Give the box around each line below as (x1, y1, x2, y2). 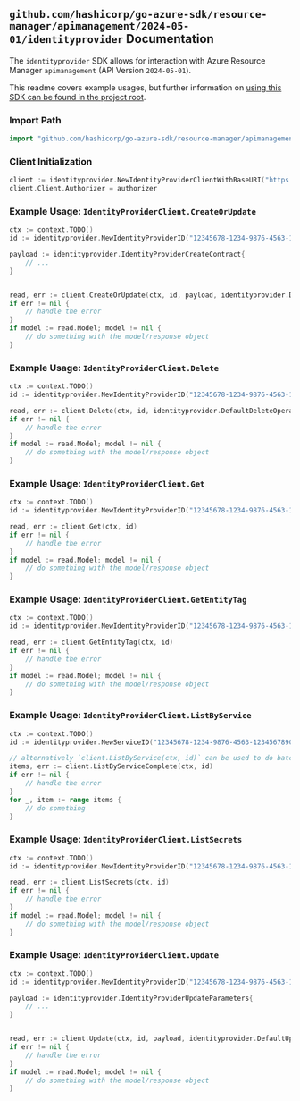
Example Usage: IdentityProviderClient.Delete (9, 361, 220, 374)
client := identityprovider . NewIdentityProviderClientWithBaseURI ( (9, 175, 266, 185)
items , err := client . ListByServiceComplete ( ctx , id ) (9, 762, 214, 771)
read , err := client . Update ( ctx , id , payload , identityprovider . (9, 1034, 257, 1044)
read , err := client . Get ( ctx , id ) (9, 522, 138, 531)
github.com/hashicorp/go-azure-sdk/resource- (9, 8, 268, 21)
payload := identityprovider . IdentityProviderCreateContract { (9, 250, 246, 259)
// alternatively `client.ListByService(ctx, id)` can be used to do (9, 754, 274, 763)
